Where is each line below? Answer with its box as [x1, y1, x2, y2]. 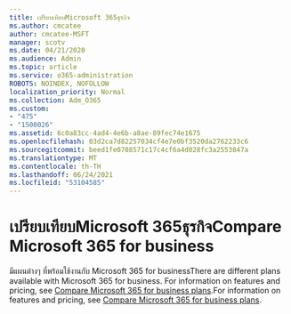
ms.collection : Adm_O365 [9, 95, 101, 105]
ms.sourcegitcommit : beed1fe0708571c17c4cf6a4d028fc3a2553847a [9, 145, 249, 154]
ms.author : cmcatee [9, 21, 82, 30]
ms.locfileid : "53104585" [9, 179, 105, 188]
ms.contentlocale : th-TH [9, 162, 101, 171]
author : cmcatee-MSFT [9, 29, 90, 38]
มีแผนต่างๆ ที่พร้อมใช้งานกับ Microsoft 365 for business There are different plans [9, 266, 281, 277]
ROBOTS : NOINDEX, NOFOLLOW [9, 79, 109, 88]
